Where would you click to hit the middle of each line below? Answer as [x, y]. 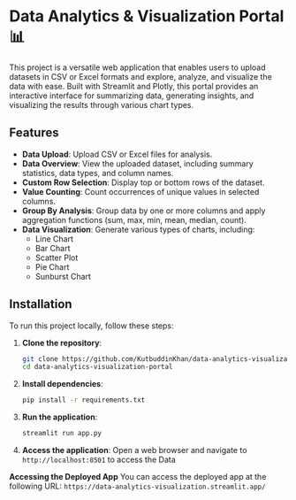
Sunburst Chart [63, 276]
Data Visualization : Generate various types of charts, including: [138, 229]
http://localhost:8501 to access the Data [99, 460]
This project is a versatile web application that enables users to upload [137, 67]
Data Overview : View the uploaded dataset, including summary [137, 163]
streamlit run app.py [61, 434]
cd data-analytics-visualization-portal [97, 367]
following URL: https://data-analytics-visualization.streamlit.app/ [138, 486]
